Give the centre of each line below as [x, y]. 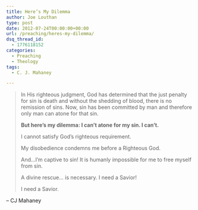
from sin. [32, 166]
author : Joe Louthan [32, 17]
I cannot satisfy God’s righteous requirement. [76, 137]
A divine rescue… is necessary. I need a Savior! [78, 178]
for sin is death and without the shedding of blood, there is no [96, 101]
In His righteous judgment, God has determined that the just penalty [104, 95]
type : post [20, 23]
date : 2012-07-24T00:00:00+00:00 [48, 28]
